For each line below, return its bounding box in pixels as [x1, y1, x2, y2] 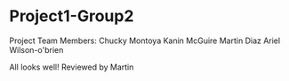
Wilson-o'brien [9, 44, 64, 55]
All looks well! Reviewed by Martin [9, 62, 134, 72]
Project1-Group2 [9, 6, 134, 26]
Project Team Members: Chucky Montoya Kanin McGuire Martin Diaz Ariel [9, 35, 281, 46]
